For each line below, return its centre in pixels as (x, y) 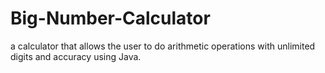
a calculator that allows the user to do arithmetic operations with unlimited (163, 46)
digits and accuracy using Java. (76, 56)
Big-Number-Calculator (110, 18)
